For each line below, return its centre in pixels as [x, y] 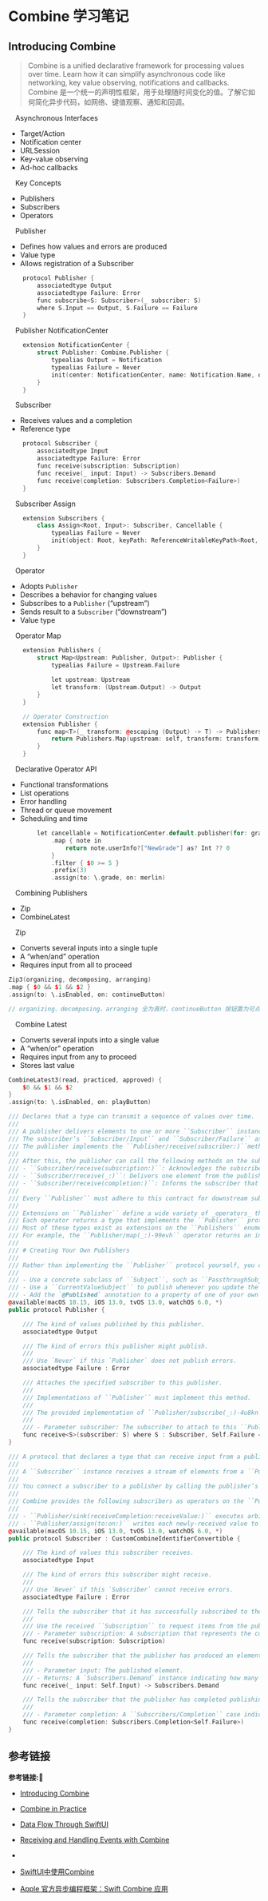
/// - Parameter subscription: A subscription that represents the [137, 1634]
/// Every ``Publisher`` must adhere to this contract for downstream [128, 1198]
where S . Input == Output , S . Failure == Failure [117, 308]
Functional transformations [64, 785]
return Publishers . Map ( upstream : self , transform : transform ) [156, 739]
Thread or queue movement [66, 810]
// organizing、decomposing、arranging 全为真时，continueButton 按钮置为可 [132, 1009]
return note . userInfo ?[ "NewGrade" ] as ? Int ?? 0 [147, 848]
